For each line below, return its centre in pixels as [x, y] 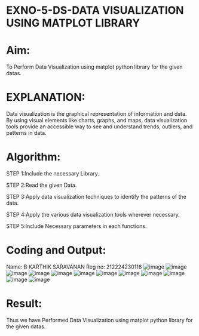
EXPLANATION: [46, 98]
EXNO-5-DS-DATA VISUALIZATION [95, 10]
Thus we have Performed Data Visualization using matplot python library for [99, 320]
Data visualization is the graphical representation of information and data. [97, 114]
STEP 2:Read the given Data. [42, 185]
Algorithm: [33, 157]
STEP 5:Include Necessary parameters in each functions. [76, 226]
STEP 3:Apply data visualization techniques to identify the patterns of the [96, 197]
